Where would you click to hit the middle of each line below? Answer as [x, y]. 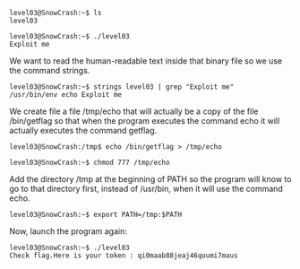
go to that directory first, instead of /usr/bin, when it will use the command [146, 189]
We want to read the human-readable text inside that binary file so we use [146, 61]
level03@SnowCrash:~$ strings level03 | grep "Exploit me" [122, 87]
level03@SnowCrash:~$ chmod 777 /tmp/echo [90, 162]
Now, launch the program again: [68, 231]
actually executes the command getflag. [83, 130]
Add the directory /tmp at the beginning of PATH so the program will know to [150, 179]
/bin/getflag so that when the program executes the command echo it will [145, 121]
